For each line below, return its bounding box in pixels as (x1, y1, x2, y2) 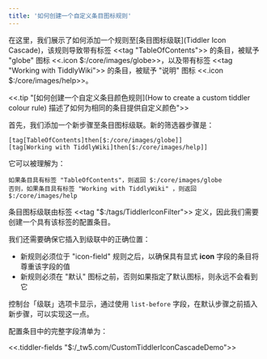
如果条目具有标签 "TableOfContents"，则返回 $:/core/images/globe (8, 175, 222, 184)
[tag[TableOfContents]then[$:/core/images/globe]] (8, 136, 183, 144)
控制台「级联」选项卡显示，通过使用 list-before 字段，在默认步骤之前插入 (8, 298, 258, 308)
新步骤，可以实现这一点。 (8, 309, 94, 319)
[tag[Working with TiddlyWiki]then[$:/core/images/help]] (8, 143, 208, 151)
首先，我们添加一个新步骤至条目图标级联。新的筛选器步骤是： (8, 120, 214, 129)
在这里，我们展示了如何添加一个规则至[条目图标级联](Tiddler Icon (8, 35, 227, 44)
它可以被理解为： (8, 158, 66, 168)
